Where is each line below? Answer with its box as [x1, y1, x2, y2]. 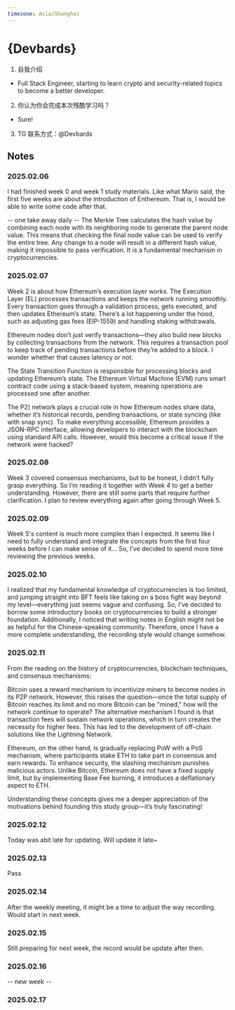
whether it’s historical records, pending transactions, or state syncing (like [7, 410, 221, 419]
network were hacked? [7, 440, 74, 448]
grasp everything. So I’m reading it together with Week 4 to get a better [7, 481, 213, 489]
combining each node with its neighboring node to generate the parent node [7, 223, 228, 232]
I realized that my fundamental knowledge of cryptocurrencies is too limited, [7, 586, 228, 594]
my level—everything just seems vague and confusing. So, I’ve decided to [7, 600, 222, 609]
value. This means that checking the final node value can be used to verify [7, 231, 223, 239]
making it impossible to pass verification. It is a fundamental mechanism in [7, 246, 222, 254]
